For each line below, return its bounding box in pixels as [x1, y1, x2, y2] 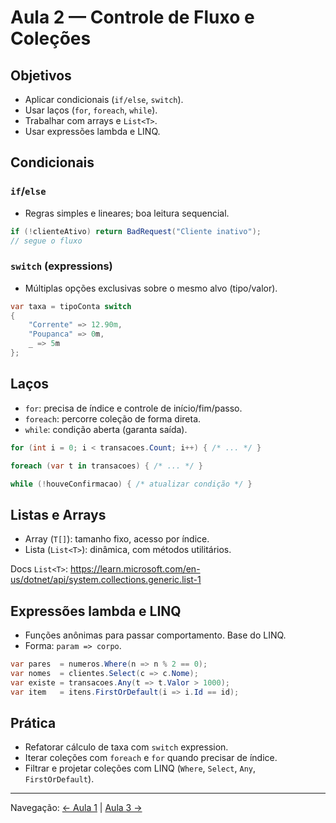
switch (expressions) [10, 259, 113, 273]
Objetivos [10, 67, 72, 84]
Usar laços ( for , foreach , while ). [24, 104, 158, 116]
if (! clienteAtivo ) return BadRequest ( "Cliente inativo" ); [10, 226, 262, 236]
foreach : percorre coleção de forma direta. [24, 412, 202, 425]
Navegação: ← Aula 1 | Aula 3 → [10, 802, 143, 814]
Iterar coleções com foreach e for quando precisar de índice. [24, 752, 278, 764]
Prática [10, 714, 57, 731]
